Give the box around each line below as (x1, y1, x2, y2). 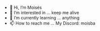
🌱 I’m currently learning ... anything (9, 15, 80, 20)
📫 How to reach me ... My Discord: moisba (9, 20, 96, 26)
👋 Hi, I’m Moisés (9, 5, 42, 10)
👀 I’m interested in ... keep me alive (9, 10, 79, 15)
